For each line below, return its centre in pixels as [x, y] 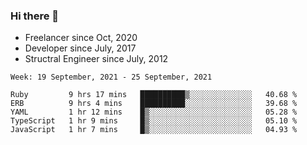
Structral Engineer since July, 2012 [96, 59]
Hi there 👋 [35, 16]
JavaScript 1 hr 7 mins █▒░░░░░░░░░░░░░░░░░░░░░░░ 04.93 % [154, 130]
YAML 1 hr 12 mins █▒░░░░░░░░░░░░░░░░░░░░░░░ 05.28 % [154, 112]
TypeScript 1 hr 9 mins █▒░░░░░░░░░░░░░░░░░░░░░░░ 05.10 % [154, 121]
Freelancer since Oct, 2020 [81, 38]
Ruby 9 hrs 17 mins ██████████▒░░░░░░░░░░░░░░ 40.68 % [154, 95]
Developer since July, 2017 [80, 48]
